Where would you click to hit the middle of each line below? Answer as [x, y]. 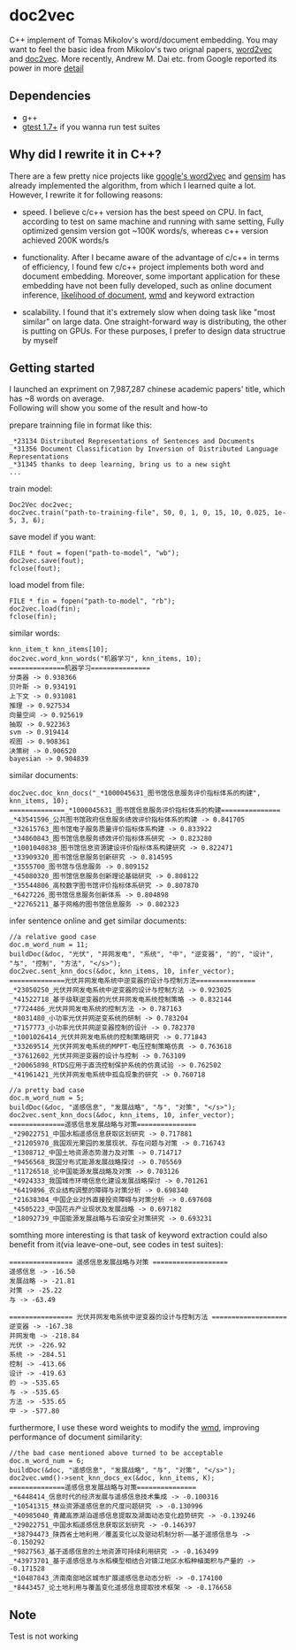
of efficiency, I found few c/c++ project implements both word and [143, 266]
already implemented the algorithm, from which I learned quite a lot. [133, 185]
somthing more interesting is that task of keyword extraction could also [138, 1235]
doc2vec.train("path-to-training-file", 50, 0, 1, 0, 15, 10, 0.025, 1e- [148, 513]
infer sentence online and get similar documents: [98, 921]
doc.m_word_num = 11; [49, 945]
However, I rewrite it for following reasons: [86, 195]
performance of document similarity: [76, 1437]
